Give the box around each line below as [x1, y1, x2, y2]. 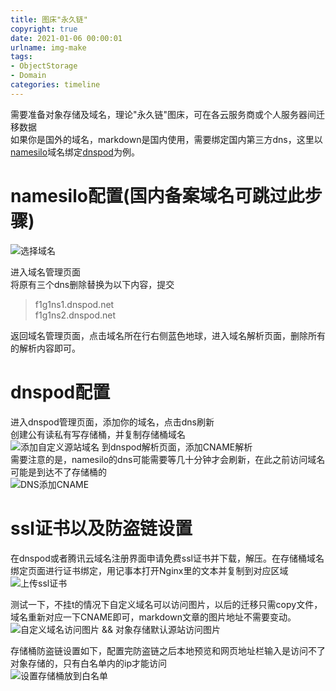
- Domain [10, 71, 47, 81]
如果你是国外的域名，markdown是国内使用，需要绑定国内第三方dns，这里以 [10, 133, 323, 145]
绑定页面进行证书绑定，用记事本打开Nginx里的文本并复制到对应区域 [10, 564, 289, 576]
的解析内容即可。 [10, 342, 81, 354]
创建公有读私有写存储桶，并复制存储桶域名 [10, 428, 186, 440]
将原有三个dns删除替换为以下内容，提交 [10, 278, 175, 290]
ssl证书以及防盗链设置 [10, 517, 193, 540]
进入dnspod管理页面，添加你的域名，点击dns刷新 [10, 416, 215, 428]
